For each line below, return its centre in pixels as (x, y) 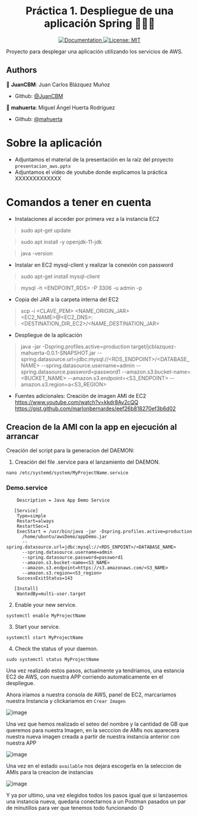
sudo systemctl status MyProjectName (53, 659)
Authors (22, 70)
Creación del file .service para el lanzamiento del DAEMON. (87, 462)
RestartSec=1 (33, 526)
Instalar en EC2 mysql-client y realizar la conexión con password (94, 265)
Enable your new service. (46, 604)
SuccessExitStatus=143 (45, 578)
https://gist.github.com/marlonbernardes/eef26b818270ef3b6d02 (95, 408)
